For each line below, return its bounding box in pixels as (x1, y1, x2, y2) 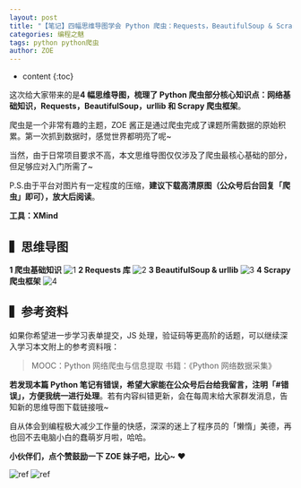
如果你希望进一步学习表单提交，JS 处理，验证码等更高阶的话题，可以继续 (9, 330, 280, 340)
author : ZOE (9, 47, 54, 56)
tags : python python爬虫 (9, 38, 99, 47)
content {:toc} (21, 71, 74, 81)
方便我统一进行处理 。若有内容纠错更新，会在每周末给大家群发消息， (28, 390, 280, 401)
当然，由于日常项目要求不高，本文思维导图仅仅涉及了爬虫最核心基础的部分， (9, 150, 292, 161)
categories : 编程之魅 (9, 30, 85, 39)
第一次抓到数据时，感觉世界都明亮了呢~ (24, 131, 172, 141)
